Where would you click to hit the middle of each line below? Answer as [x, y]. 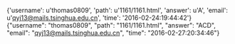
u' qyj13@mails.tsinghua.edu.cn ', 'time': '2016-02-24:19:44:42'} [99, 18]
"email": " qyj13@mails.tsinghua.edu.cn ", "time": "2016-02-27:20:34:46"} [113, 33]
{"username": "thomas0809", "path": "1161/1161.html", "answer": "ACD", [111, 25]
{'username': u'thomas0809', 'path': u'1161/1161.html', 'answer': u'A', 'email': [117, 10]
